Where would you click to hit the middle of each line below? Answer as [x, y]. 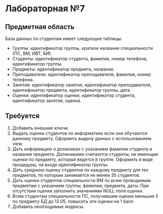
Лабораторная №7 [45, 9]
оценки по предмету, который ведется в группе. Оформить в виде [82, 159]
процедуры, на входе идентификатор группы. [60, 164]
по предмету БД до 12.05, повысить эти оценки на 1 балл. [73, 201]
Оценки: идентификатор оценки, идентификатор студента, [74, 95]
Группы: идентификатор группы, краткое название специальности [82, 48]
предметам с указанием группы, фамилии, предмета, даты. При [81, 185]
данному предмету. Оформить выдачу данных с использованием [82, 138]
